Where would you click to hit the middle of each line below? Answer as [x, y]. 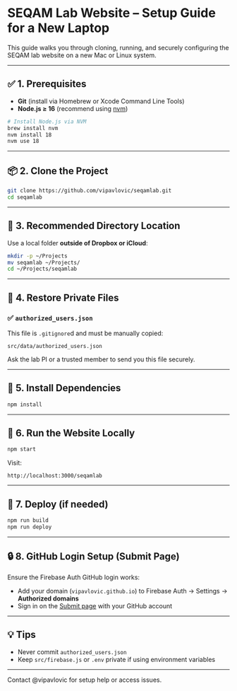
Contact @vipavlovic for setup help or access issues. [85, 680]
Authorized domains [48, 598]
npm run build [28, 521]
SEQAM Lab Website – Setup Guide [112, 13]
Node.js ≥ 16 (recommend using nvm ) [73, 108]
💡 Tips [22, 635]
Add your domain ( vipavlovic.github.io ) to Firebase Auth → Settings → [122, 591]
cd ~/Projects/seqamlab [42, 269]
